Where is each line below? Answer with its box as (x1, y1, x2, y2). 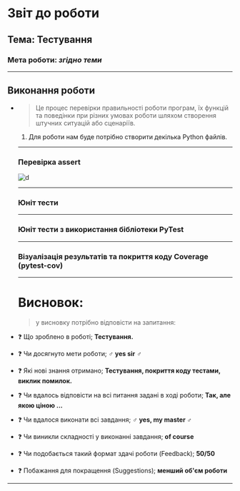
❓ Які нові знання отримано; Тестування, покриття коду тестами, (17, 366, 221, 375)
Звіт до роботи (7, 5, 100, 21)
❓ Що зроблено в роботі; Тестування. (17, 332, 134, 340)
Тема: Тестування (7, 34, 93, 46)
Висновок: (17, 295, 84, 311)
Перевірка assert (17, 157, 81, 167)
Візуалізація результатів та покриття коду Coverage (17, 251, 209, 261)
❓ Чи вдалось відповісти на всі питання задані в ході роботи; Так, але (17, 390, 231, 399)
